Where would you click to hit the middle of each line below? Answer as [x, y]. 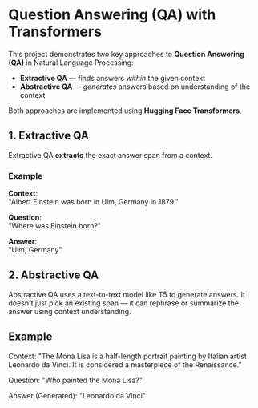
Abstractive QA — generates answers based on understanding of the [135, 87]
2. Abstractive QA [53, 275]
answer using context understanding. [70, 311]
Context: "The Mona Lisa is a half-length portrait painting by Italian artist [127, 356]
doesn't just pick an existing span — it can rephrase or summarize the [123, 303]
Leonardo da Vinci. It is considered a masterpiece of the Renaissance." [125, 364]
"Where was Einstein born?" [55, 226]
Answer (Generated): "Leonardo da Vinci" [77, 395]
